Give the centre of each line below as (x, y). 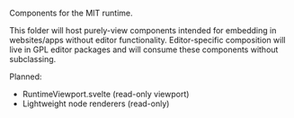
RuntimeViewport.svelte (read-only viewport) (106, 94)
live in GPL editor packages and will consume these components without (144, 50)
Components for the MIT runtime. (71, 13)
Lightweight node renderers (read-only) (96, 104)
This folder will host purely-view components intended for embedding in (143, 30)
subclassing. (33, 59)
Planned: (26, 77)
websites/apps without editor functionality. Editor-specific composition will (147, 40)
